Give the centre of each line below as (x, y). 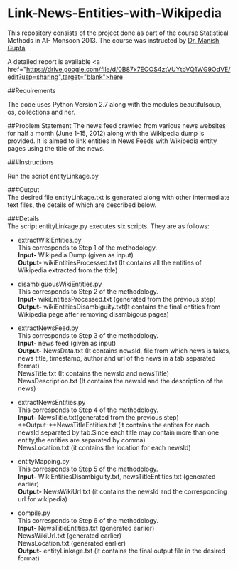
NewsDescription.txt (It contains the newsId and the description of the (120, 381)
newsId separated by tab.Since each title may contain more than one (118, 432)
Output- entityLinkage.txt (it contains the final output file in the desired (121, 551)
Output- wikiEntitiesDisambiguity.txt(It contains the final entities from (119, 307)
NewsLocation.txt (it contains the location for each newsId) (104, 447)
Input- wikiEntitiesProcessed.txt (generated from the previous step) (117, 299)
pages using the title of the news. (56, 148)
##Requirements (32, 90)
